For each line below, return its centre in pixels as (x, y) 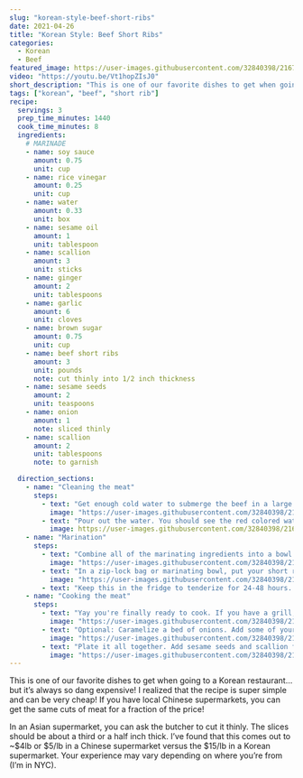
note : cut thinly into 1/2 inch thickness (114, 379)
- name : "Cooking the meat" (78, 597)
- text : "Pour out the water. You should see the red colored (161, 521)
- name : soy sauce (60, 152)
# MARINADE (46, 144)
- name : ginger (54, 278)
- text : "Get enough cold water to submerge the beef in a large (167, 504)
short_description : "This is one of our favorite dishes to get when (143, 85)
